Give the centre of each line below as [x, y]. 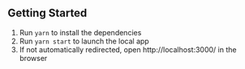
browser [33, 58]
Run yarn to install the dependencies [80, 32]
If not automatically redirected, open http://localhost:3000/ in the [128, 49]
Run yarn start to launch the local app [84, 41]
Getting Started [47, 13]
